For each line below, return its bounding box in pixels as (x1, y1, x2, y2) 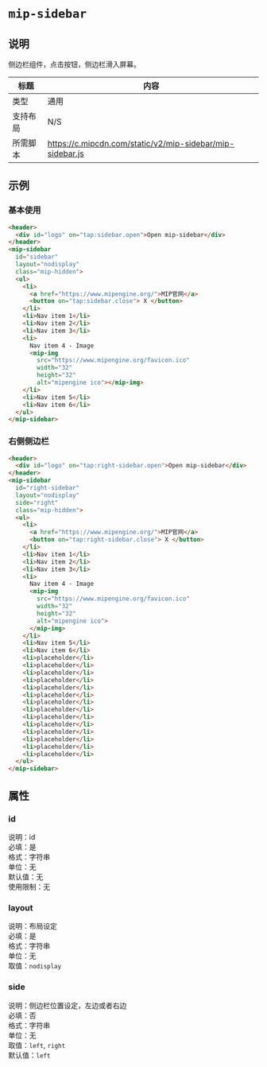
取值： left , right (8, 1040, 66, 1050)
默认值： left (8, 1050, 51, 1060)
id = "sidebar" (15, 253, 59, 261)
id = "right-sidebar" (15, 484, 80, 492)
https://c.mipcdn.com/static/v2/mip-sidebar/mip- (47, 138, 235, 149)
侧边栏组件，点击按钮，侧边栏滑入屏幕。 (8, 60, 141, 69)
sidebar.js (47, 148, 85, 159)
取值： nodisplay (8, 961, 62, 971)
